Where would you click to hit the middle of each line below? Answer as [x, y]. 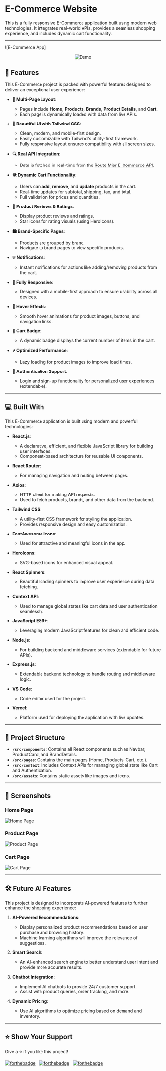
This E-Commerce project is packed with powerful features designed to [78, 84]
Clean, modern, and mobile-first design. [60, 133]
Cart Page [17, 857]
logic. [25, 679]
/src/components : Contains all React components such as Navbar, [79, 749]
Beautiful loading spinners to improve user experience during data [87, 581]
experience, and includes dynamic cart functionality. [59, 33]
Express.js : [24, 664]
